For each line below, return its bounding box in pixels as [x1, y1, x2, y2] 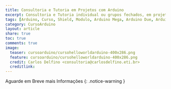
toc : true [5, 36, 26, 41]
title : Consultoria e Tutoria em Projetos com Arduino [5, 7, 124, 13]
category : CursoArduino [5, 21, 56, 27]
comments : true [5, 41, 38, 46]
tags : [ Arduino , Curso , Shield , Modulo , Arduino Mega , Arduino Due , [5, 17, 154, 22]
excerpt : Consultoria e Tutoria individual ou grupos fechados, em [5, 12, 152, 17]
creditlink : [10, 64, 36, 69]
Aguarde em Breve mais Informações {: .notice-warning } [5, 78, 126, 84]
